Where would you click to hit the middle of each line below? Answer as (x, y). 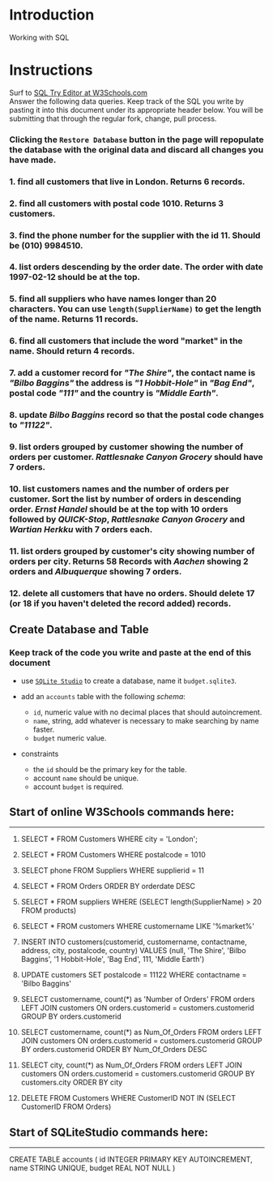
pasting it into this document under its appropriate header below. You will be (136, 110)
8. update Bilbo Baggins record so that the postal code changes (136, 415)
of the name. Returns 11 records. (74, 320)
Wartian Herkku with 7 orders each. (81, 530)
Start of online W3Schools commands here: (122, 812)
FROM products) (49, 911)
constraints (40, 754)
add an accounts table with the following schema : (103, 696)
